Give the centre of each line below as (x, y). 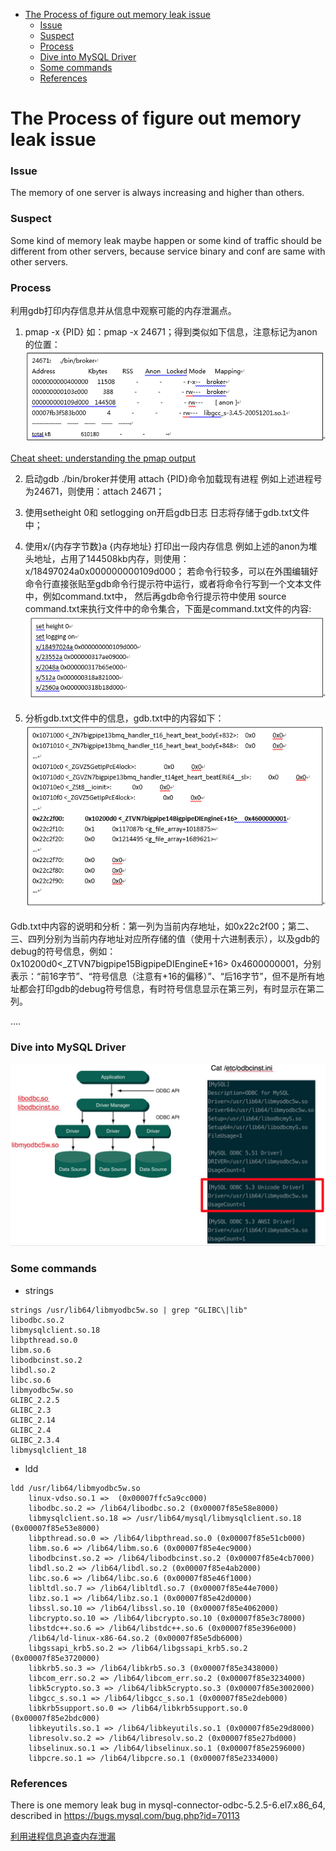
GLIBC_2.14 (33, 1420)
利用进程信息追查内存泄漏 (63, 1836)
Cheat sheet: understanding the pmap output (103, 458)
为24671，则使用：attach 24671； (94, 491)
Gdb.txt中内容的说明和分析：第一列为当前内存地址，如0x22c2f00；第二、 (162, 926)
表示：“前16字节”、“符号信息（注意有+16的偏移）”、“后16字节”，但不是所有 (163, 976)
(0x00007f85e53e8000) (55, 1528)
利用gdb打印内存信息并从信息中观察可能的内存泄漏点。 (123, 311)
